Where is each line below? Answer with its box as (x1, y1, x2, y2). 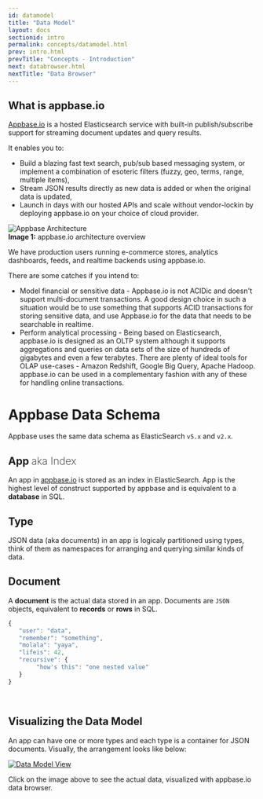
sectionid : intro (8, 33, 65, 42)
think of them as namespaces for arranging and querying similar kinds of (8, 544, 243, 553)
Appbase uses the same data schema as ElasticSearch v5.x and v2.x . (8, 431, 233, 441)
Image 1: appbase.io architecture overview (8, 233, 147, 242)
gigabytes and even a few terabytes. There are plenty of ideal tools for (19, 353, 247, 362)
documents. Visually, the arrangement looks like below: (8, 744, 187, 753)
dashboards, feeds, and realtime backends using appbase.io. (8, 256, 206, 266)
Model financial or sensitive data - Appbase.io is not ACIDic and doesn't (19, 286, 253, 295)
